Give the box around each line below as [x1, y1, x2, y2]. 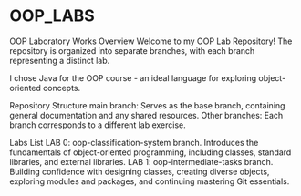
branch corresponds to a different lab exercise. [9, 119, 187, 130]
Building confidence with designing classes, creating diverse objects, [9, 166, 270, 177]
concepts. [42, 82, 81, 93]
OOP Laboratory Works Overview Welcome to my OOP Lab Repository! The [9, 36, 293, 46]
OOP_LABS [9, 5, 96, 26]
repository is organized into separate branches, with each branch [9, 45, 255, 56]
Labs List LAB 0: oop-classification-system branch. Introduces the [9, 137, 259, 148]
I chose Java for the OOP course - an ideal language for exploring [9, 72, 257, 83]
